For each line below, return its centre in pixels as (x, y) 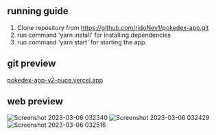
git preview (32, 64)
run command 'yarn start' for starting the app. (82, 42)
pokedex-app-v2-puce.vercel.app (55, 80)
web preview (35, 102)
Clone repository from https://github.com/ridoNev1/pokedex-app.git (113, 27)
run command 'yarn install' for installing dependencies (94, 35)
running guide (38, 11)
